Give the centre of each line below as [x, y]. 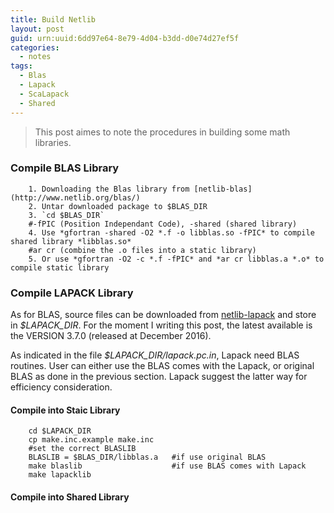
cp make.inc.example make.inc [91, 440]
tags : [21, 66]
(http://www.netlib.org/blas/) [75, 197]
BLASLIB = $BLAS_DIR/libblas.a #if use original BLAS [147, 457]
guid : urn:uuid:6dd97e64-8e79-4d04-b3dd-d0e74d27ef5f [125, 38]
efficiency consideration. [61, 387]
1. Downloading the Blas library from [109, 189]
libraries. [53, 142]
